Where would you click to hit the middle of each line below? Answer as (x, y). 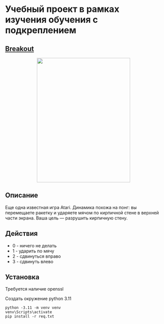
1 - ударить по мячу (33, 251)
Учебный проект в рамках (62, 9)
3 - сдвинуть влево (33, 261)
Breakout (20, 49)
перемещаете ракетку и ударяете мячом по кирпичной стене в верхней (82, 213)
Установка (22, 277)
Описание (22, 195)
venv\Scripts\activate (29, 312)
